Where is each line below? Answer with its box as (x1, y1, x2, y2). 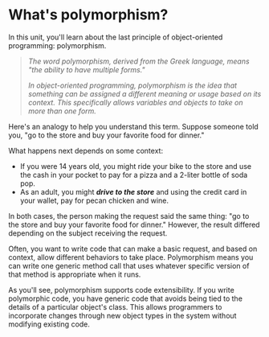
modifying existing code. (8, 319, 91, 329)
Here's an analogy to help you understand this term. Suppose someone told (8, 121, 259, 131)
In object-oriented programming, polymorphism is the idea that (27, 80, 238, 90)
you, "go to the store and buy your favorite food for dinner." (8, 130, 205, 140)
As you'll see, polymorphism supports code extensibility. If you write (8, 285, 234, 294)
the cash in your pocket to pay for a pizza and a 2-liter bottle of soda (19, 170, 248, 179)
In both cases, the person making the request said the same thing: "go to (8, 211, 250, 220)
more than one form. (27, 106, 96, 116)
